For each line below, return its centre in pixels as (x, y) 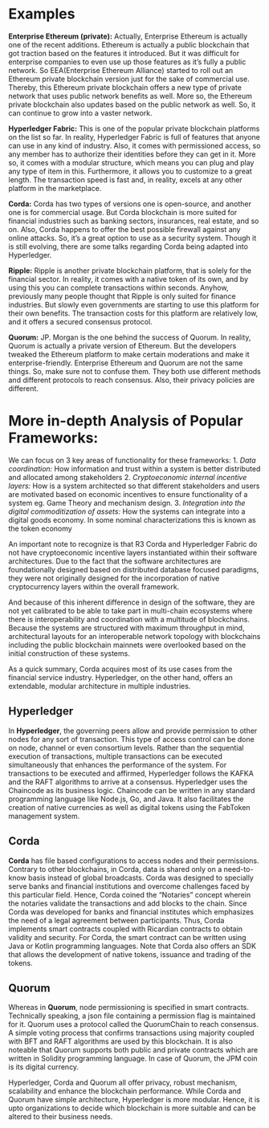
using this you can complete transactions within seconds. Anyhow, (118, 287)
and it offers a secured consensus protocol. (80, 321)
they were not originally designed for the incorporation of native (114, 578)
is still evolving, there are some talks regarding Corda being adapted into (128, 246)
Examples (42, 14)
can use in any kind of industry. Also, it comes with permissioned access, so (134, 145)
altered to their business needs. (61, 1117)
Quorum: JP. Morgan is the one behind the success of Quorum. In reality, (130, 337)
